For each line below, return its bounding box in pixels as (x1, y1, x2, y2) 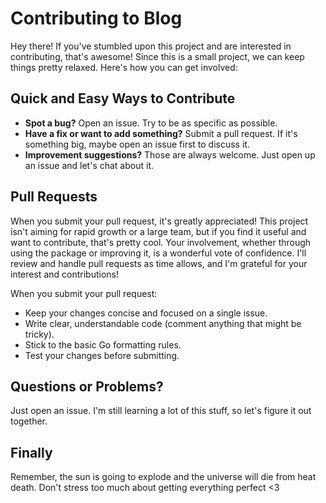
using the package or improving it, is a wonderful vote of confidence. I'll (10, 247, 307, 259)
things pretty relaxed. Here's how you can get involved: (10, 61, 238, 73)
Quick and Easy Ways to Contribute (10, 90, 236, 107)
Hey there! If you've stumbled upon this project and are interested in (10, 40, 292, 52)
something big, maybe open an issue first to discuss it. (24, 138, 250, 150)
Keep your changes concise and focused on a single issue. (24, 307, 268, 319)
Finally (10, 444, 53, 461)
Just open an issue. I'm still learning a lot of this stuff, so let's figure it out (10, 405, 312, 417)
